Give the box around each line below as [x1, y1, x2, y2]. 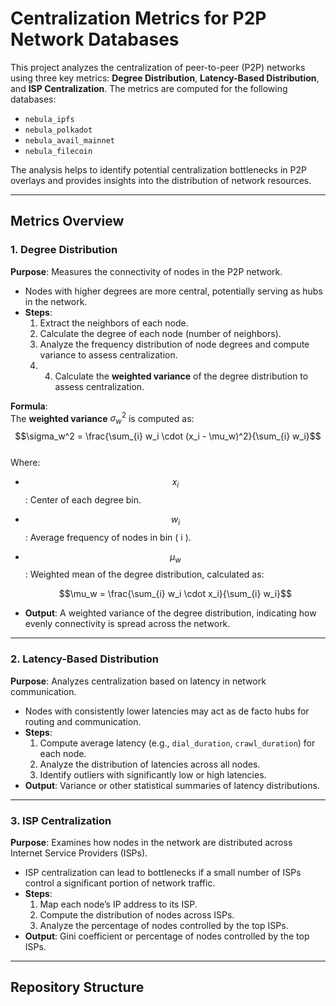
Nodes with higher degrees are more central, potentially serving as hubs [24, 285, 323, 297]
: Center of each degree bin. [24, 493, 142, 506]
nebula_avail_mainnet [24, 135, 115, 146]
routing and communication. [24, 715, 142, 727]
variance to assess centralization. [39, 348, 178, 361]
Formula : [10, 400, 48, 412]
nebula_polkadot [24, 125, 93, 135]
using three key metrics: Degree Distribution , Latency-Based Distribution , [10, 72, 320, 84]
